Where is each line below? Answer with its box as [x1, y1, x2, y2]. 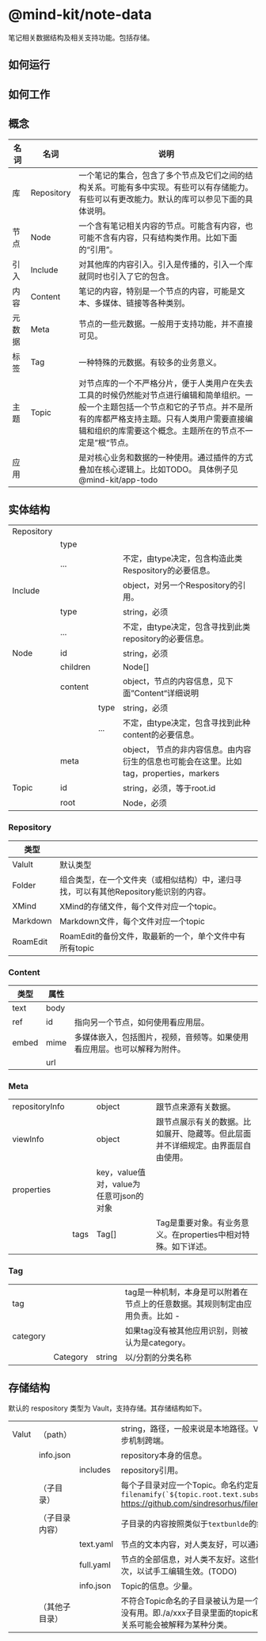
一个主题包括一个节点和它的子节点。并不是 [86, 402, 245, 413]
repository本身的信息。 [120, 1450, 207, 1461]
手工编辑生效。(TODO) [152, 1566, 237, 1577]
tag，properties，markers [122, 768, 220, 779]
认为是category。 [125, 1337, 191, 1348]
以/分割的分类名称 [125, 1352, 192, 1363]
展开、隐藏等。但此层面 [163, 1129, 252, 1140]
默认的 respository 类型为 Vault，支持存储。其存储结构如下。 [8, 1403, 207, 1413]
